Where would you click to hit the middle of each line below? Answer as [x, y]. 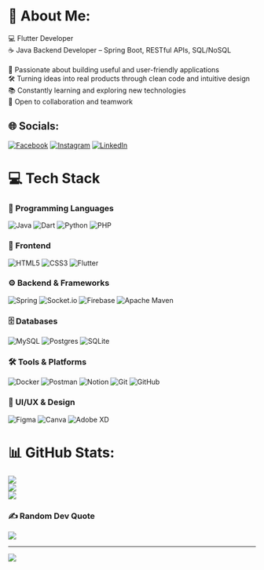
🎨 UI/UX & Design [42, 402]
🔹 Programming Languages [61, 208]
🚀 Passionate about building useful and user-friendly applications [114, 69]
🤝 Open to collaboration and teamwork [71, 101]
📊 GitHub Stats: [62, 453]
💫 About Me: [49, 16]
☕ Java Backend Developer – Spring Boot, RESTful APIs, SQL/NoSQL [120, 49]
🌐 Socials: [34, 126]
